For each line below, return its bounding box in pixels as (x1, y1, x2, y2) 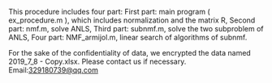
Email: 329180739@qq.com (8, 65, 99, 75)
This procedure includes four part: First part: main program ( (8, 7, 211, 16)
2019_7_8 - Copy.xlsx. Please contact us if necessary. (8, 56, 187, 66)
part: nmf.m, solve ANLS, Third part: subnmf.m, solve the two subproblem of (8, 24, 264, 33)
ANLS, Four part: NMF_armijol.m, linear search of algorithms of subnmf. (8, 32, 248, 42)
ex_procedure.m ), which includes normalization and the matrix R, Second (8, 15, 256, 25)
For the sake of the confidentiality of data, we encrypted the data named (8, 48, 252, 57)
